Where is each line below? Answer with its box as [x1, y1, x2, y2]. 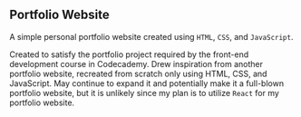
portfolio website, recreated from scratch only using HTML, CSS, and [9, 68, 267, 79]
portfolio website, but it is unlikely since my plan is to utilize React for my [9, 87, 279, 98]
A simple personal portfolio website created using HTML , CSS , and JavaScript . [9, 31, 294, 42]
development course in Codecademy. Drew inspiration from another [9, 58, 263, 69]
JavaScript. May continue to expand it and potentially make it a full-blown [9, 77, 284, 89]
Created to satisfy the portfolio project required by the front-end [9, 49, 249, 60]
